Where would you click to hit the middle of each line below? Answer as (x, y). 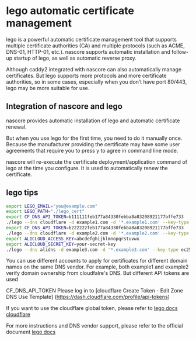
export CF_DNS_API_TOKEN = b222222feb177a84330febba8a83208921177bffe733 (95, 228)
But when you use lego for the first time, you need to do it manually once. (94, 138)
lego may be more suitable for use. (48, 88)
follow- (180, 51)
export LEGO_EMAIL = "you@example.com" (52, 206)
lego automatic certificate (70, 11)
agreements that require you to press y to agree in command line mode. (92, 150)
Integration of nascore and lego (64, 106)
